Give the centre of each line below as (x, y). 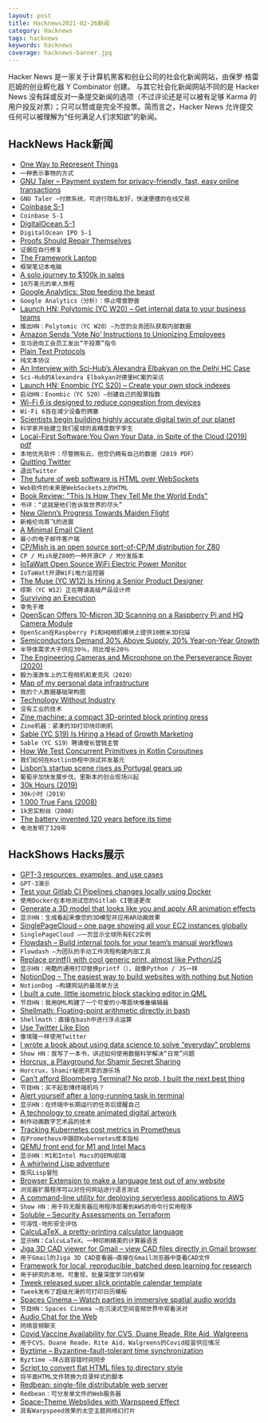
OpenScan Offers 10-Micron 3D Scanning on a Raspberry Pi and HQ (132, 615)
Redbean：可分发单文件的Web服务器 (71, 1393)
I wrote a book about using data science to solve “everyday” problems (135, 1044)
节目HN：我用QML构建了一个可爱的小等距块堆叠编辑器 (94, 1002)
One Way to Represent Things (69, 164)
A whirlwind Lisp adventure (65, 1163)
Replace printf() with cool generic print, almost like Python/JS (120, 959)
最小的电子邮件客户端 (49, 539)
